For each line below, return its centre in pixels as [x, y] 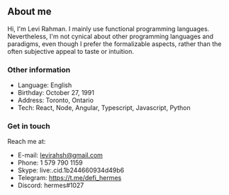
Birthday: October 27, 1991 [56, 93]
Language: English [45, 85]
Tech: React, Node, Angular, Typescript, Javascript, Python [104, 108]
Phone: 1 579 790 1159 [50, 163]
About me [29, 12]
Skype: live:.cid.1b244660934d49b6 [71, 170]
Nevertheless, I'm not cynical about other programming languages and [111, 36]
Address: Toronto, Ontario [56, 100]
